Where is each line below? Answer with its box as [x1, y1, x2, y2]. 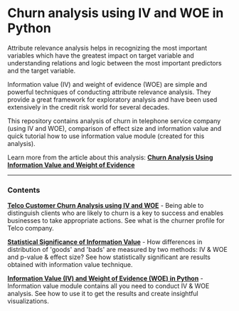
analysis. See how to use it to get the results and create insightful [7, 290, 198, 298]
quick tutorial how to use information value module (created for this [7, 132, 205, 140]
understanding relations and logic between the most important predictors [7, 58, 222, 67]
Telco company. [7, 224, 55, 233]
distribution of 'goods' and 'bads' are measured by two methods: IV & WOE [7, 246, 228, 254]
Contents [7, 185, 41, 195]
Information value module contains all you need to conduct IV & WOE [7, 282, 210, 290]
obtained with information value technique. [7, 260, 133, 269]
